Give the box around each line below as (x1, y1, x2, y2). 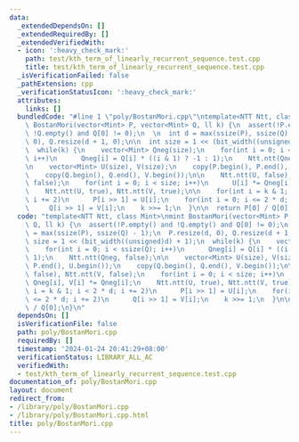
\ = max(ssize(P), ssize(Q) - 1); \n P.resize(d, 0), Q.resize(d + (25, 228, 280, 237)
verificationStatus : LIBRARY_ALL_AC (17, 353, 153, 362)
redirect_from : (9, 394, 66, 404)
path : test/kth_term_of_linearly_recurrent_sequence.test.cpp (25, 54, 261, 63)
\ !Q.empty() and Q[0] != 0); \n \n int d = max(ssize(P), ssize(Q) (25, 129, 289, 138)
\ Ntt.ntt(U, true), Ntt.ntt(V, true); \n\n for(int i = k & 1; (25, 187, 289, 196)
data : (9, 12, 29, 22)
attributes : (17, 95, 62, 105)
